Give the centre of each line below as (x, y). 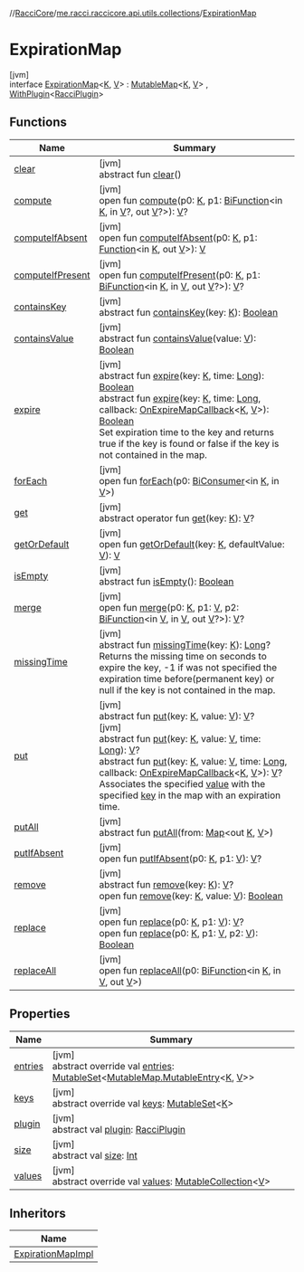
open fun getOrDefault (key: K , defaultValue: (192, 544)
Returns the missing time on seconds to (183, 656)
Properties (40, 1014)
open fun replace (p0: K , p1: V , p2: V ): (179, 933)
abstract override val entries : (113, 1066)
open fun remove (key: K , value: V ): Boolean (191, 896)
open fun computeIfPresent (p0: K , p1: (180, 275)
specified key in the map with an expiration (190, 795)
